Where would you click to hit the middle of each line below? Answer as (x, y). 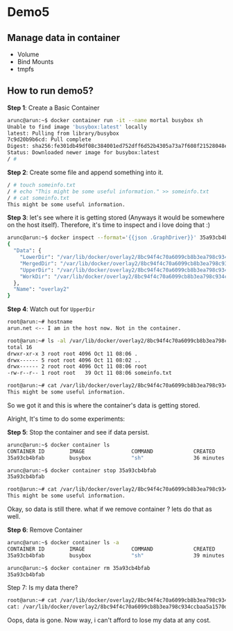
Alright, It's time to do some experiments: (66, 419)
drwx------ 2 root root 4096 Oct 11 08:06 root (77, 367)
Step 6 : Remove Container (45, 530)
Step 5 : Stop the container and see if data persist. (78, 432)
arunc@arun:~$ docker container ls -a (63, 543)
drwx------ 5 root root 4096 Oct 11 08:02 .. (74, 360)
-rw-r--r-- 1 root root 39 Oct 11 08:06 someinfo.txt (89, 373)
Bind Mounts (35, 62)
